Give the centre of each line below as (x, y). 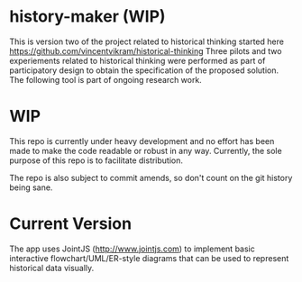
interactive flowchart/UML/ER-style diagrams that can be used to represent (149, 258)
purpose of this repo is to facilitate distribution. (96, 160)
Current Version (71, 224)
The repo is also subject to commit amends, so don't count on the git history (151, 177)
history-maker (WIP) (87, 17)
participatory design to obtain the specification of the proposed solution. (144, 70)
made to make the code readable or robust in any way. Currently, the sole (146, 150)
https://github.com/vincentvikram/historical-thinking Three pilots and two (146, 50)
